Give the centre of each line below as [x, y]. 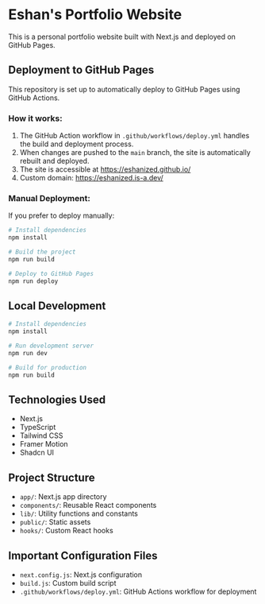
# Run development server [51, 346]
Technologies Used [57, 400]
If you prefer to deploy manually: [61, 215]
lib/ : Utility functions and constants [79, 513]
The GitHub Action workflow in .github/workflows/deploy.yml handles [134, 136]
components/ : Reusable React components [88, 505]
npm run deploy [33, 281]
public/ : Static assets [55, 522]
